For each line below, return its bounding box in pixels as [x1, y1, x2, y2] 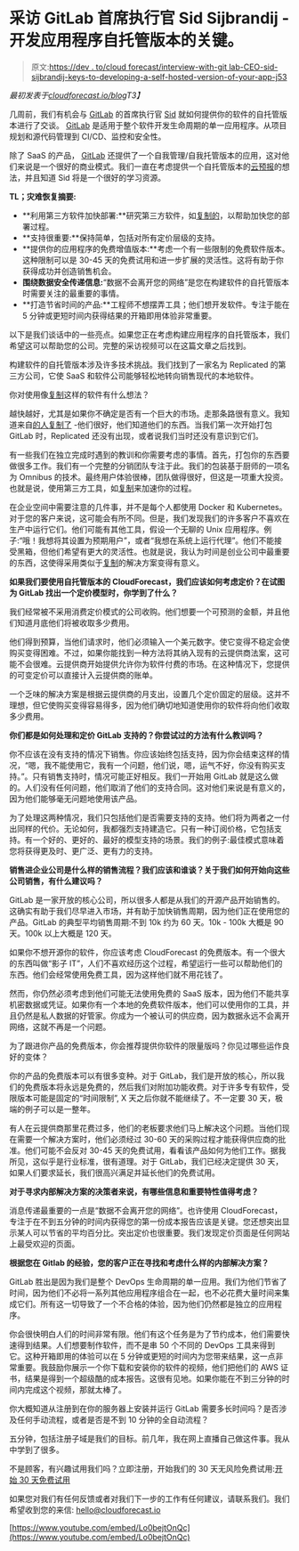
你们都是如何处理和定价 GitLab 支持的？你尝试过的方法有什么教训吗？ [9, 729, 264, 740]
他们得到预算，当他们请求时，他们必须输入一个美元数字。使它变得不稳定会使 [9, 636, 290, 646]
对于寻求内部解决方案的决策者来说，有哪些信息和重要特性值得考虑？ [9, 1186, 259, 1197]
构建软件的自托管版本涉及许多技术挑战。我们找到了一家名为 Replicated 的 [9, 359, 279, 369]
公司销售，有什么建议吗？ [9, 875, 103, 886]
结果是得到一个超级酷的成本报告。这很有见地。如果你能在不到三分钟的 [24, 1373, 282, 1384]
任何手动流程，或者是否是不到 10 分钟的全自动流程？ [16, 1414, 209, 1425]
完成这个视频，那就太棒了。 [24, 1384, 126, 1394]
